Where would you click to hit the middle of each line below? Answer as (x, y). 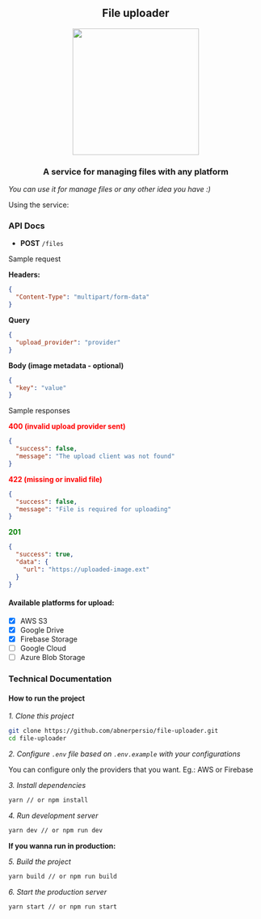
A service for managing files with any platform (136, 172)
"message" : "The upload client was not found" (95, 456)
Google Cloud (43, 648)
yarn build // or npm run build (63, 876)
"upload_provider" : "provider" (68, 342)
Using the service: (39, 205)
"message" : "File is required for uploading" (94, 509)
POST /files (42, 244)
